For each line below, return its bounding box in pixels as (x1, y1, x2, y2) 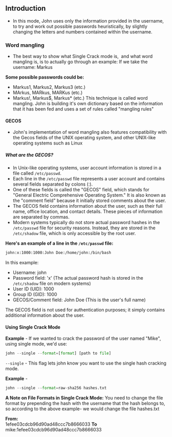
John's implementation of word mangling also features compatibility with (12, 129, 167, 135)
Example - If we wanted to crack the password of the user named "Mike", (5, 335, 161, 341)
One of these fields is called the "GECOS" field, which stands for (12, 187, 150, 193)
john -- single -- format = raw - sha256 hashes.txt (5, 386, 107, 391)
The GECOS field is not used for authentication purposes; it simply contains (5, 307, 165, 313)
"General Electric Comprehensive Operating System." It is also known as (12, 192, 166, 198)
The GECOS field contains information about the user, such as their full (12, 203, 163, 209)
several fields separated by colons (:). (12, 181, 93, 187)
